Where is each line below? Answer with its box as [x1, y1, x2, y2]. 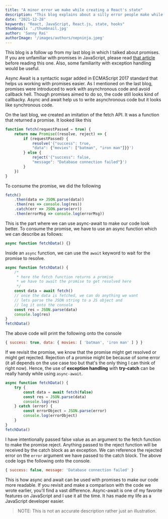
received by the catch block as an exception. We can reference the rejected [5, 447, 162, 453]
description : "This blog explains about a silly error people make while [5, 12, 163, 17]
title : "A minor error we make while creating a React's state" [5, 7, 143, 13]
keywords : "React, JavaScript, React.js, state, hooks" [5, 21, 125, 27]
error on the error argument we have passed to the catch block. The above [5, 452, 161, 459]
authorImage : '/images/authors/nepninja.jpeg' [5, 36, 105, 41]
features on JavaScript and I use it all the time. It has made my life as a [5, 492, 152, 499]
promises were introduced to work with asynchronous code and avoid [5, 86, 150, 92]
